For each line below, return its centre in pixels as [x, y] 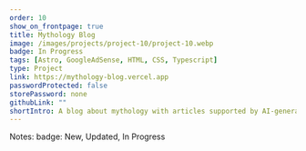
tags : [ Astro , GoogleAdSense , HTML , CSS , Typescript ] [114, 60]
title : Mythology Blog [52, 35]
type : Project [36, 69]
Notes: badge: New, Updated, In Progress [87, 136]
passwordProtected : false [58, 86]
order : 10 [28, 18]
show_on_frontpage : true [56, 26]
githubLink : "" [38, 102]
